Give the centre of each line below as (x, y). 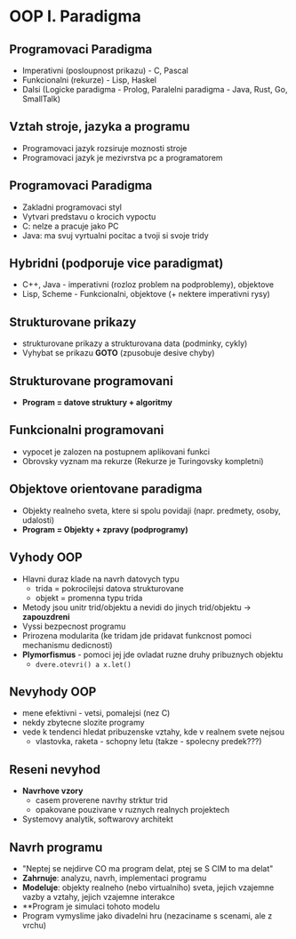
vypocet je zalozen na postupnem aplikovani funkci (116, 452)
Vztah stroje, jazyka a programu (100, 127)
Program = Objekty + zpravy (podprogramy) (105, 529)
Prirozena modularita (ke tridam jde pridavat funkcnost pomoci (136, 635)
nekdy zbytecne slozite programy (83, 723)
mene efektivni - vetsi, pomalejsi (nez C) (96, 713)
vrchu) (34, 925)
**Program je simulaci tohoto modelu (91, 906)
